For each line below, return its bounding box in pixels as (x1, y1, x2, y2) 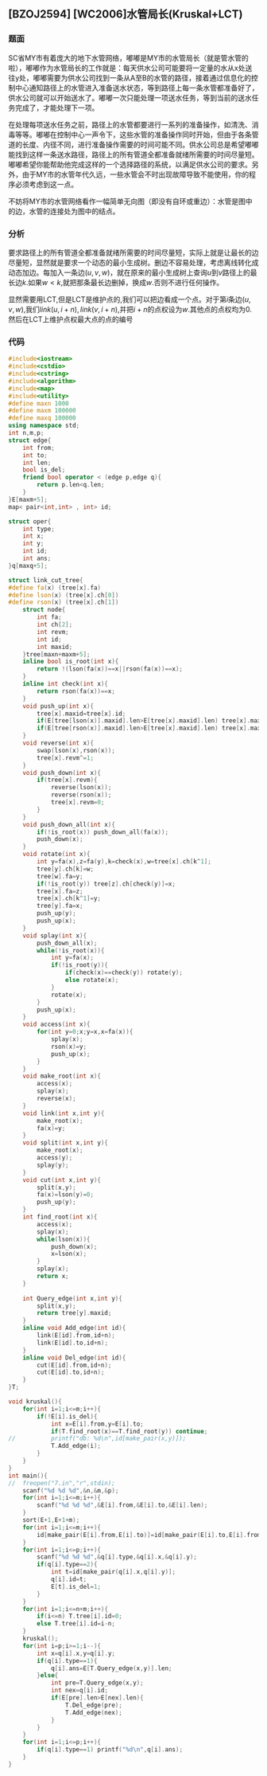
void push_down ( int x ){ (22, 769, 102, 777)
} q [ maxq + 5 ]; (8, 561, 48, 569)
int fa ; (37, 613, 62, 621)
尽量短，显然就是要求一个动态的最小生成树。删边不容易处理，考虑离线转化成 (8, 257, 259, 267)
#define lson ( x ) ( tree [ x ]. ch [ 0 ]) (8, 591, 119, 599)
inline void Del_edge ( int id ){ (22, 1353, 126, 1362)
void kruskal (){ (8, 1398, 62, 1406)
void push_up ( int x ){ (22, 702, 94, 710)
